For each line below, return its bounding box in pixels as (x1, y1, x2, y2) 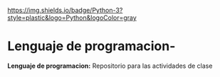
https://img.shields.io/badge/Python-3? (7, 6, 123, 14)
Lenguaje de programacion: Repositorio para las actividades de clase (7, 61, 213, 70)
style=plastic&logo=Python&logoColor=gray (7, 13, 137, 22)
